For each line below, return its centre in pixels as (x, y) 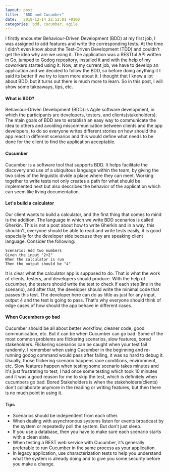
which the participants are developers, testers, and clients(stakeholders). (81, 115)
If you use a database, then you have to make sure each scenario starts (87, 432)
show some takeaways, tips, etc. (39, 87)
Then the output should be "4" (38, 264)
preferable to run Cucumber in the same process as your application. (84, 448)
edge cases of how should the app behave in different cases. (69, 305)
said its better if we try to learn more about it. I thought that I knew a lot (79, 76)
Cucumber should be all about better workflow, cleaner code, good (75, 328)
